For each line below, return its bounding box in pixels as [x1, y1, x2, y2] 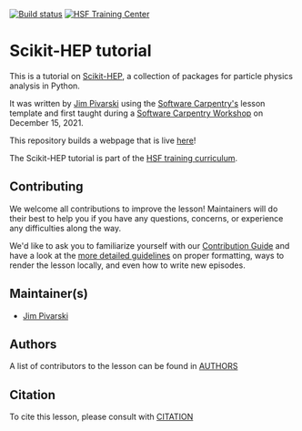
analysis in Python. [9, 80, 80, 91]
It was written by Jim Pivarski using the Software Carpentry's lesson [9, 97, 266, 108]
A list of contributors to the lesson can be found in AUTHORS [9, 361, 238, 372]
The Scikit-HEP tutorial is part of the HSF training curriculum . [9, 152, 238, 163]
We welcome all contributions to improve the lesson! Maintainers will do [9, 203, 278, 214]
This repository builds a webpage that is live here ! [9, 135, 196, 146]
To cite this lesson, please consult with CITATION [9, 411, 194, 423]
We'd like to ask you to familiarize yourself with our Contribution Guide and [9, 240, 290, 251]
